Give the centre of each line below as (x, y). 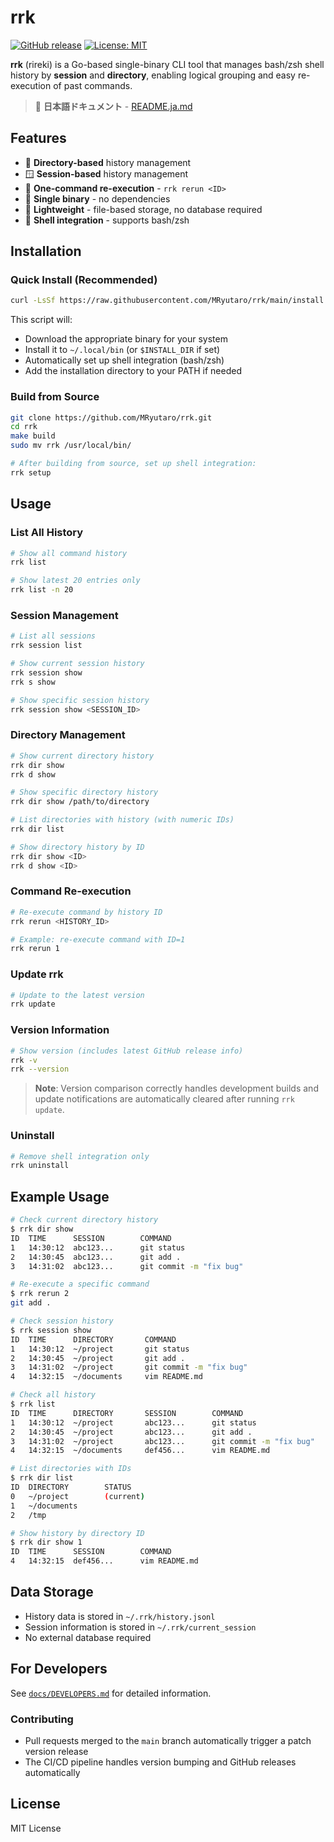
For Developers (59, 1669)
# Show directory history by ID (77, 847)
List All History (47, 533)
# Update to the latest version (77, 995)
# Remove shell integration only (80, 1156)
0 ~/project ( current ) (77, 1496)
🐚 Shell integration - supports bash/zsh (107, 220)
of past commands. (93, 85)
